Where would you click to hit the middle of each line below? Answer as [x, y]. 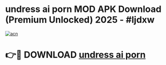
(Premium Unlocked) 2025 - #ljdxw [80, 20]
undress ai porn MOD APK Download [84, 9]
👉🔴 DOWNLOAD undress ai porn [75, 55]
